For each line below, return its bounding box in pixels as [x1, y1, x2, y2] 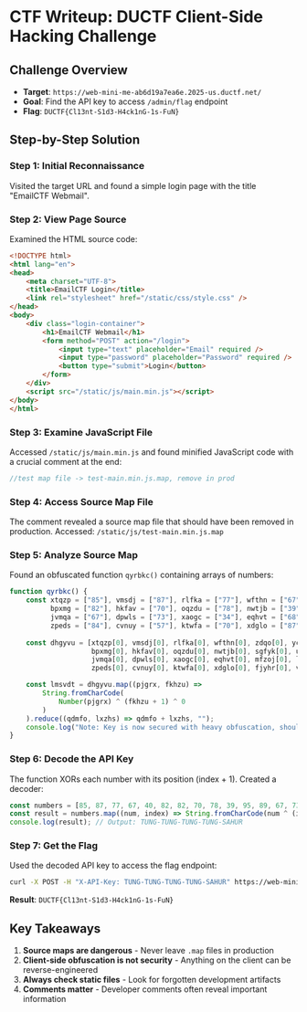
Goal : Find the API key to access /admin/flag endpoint [22, 96, 228, 107]
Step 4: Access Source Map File [9, 495, 153, 508]
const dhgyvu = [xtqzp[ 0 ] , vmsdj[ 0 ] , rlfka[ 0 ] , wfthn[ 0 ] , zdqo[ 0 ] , [26, 638, 289, 648]
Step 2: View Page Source [9, 213, 127, 226]
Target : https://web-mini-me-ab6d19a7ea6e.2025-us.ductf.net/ [22, 87, 262, 97]
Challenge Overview [9, 62, 128, 78]
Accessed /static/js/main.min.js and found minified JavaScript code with [9, 446, 294, 458]
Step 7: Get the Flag [9, 839, 99, 852]
